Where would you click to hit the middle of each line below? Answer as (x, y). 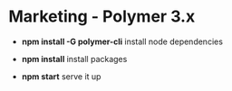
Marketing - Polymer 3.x (102, 17)
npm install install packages (74, 59)
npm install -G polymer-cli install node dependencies (122, 41)
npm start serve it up (61, 76)
